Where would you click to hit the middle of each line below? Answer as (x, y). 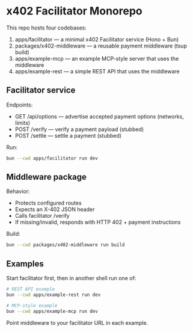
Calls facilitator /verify (42, 216)
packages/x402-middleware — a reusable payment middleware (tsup (101, 46)
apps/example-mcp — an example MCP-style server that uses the (97, 58)
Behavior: (18, 191)
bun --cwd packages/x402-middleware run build (66, 245)
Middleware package (47, 177)
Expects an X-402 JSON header (55, 209)
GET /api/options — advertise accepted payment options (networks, (100, 116)
